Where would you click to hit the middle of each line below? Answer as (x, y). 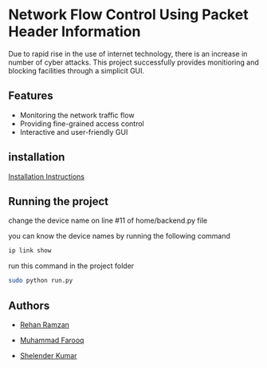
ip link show (30, 251)
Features (31, 96)
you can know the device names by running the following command (120, 236)
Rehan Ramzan (45, 324)
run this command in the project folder (71, 266)
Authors (29, 305)
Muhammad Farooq (52, 340)
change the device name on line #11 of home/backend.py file (108, 220)
